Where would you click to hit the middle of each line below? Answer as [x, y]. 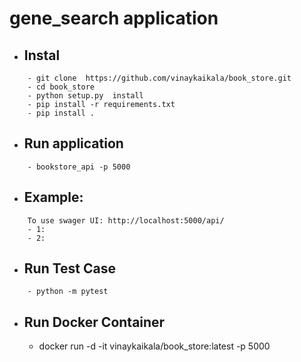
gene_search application [114, 18]
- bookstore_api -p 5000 [79, 167]
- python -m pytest [68, 292]
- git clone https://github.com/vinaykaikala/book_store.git [159, 78]
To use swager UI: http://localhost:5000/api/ [126, 220]
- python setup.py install [85, 96]
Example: [53, 197]
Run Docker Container [94, 322]
